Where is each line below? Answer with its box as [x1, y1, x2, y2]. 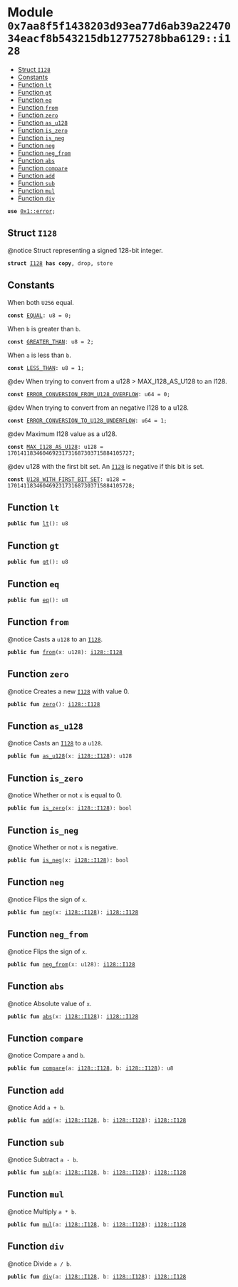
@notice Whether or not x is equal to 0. [7, 791, 123, 800]
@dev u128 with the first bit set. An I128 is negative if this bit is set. [7, 462, 205, 470]
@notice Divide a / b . [7, 1259, 72, 1268]
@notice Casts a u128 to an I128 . [7, 635, 103, 643]
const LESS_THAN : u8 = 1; [7, 364, 84, 371]
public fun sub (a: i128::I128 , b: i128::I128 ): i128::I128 [7, 1169, 187, 1176]
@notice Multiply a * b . [7, 1207, 77, 1216]
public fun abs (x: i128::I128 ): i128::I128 [7, 1013, 139, 1020]
